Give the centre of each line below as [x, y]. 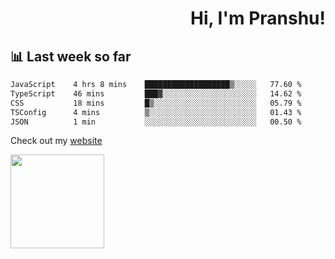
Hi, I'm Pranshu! [257, 18]
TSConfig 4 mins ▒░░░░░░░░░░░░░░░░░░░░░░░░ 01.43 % [156, 112]
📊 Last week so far [71, 56]
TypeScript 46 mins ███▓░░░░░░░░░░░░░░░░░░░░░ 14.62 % [156, 93]
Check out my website [56, 141]
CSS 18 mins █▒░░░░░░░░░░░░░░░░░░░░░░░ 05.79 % [156, 103]
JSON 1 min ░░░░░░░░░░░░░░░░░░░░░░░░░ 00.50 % [156, 122]
